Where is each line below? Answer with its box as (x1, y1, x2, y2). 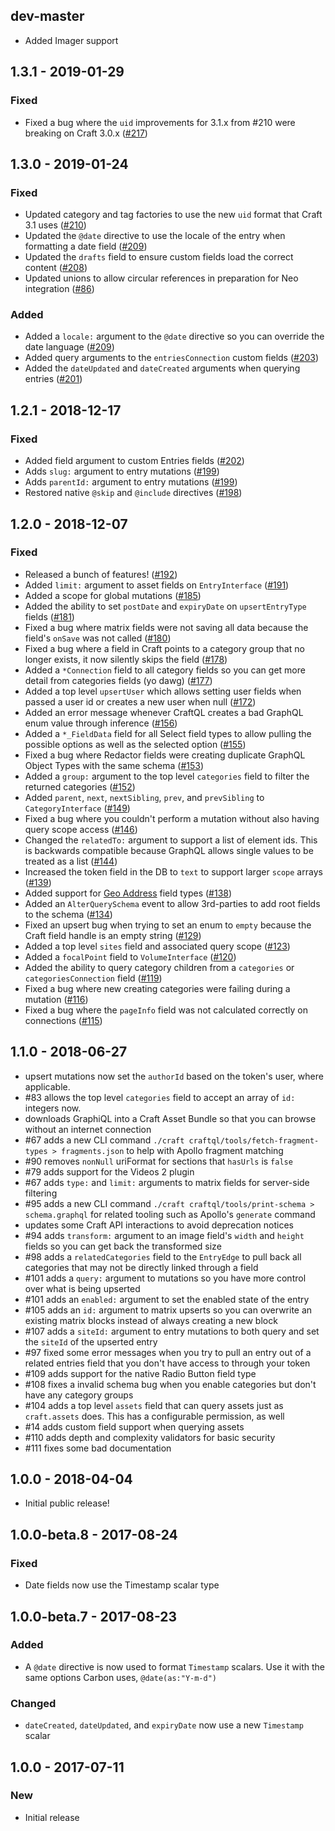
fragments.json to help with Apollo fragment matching (61, 1144, 284, 1156)
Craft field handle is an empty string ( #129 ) (24, 929, 202, 941)
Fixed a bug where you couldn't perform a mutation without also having (24, 812, 320, 824)
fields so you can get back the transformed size (24, 1240, 222, 1252)
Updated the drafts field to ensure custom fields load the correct (24, 251, 294, 263)
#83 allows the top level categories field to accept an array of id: (24, 1091, 296, 1103)
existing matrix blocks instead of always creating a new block (24, 1314, 278, 1326)
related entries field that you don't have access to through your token (24, 1357, 311, 1369)
